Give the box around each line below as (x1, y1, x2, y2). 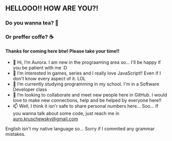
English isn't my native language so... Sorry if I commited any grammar (5, 126, 155, 132)
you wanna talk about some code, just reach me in (12, 110, 120, 116)
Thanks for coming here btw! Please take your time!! (5, 48, 120, 54)
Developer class (12, 86, 47, 92)
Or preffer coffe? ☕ (5, 33, 54, 40)
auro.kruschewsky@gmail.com (12, 116, 79, 122)
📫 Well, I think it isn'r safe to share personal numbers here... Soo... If (12, 103, 159, 109)
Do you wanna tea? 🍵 (5, 19, 59, 27)
